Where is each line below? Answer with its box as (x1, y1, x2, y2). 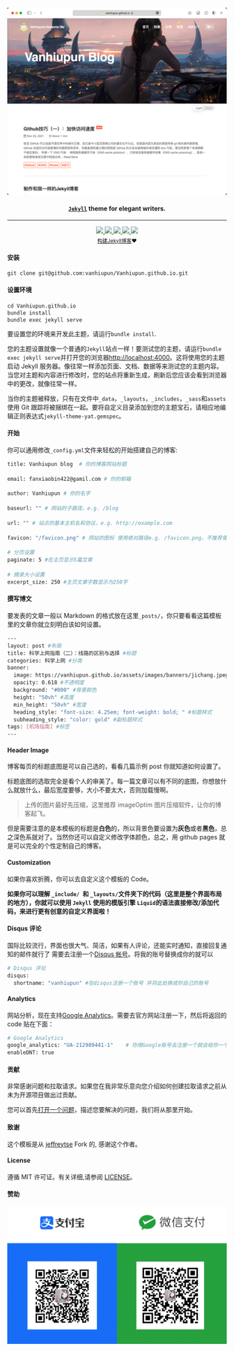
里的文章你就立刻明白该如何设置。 (7, 620, 105, 628)
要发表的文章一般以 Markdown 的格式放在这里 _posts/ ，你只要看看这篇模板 (7, 611, 221, 619)
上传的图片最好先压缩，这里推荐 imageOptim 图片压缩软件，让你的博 (24, 801, 221, 809)
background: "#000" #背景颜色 (13, 686, 97, 694)
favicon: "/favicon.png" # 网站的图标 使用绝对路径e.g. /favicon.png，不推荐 (7, 534, 223, 542)
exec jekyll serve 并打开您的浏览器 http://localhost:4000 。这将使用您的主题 (7, 353, 225, 361)
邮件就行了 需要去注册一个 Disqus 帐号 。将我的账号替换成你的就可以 (19, 950, 214, 958)
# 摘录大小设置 (7, 571, 45, 578)
